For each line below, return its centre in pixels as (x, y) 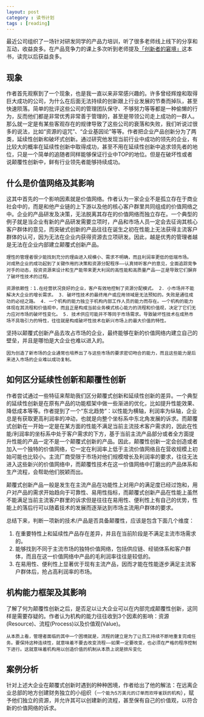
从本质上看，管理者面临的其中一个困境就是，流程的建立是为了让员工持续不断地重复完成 (99, 636)
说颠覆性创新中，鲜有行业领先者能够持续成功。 (65, 162)
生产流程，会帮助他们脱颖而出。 (46, 472)
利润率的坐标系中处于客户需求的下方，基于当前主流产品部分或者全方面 (101, 434)
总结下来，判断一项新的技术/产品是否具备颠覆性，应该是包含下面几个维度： (100, 520)
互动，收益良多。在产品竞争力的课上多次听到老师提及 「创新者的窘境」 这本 (99, 49)
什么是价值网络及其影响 (50, 183)
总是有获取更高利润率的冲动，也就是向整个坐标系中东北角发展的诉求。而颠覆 (102, 419)
